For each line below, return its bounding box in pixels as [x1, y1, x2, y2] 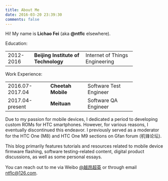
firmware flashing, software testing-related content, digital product [5, 149, 144, 155]
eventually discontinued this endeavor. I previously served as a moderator [5, 127, 159, 133]
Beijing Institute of [34, 52, 79, 59]
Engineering [85, 58, 114, 65]
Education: [5, 40, 28, 47]
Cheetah [50, 82, 72, 89]
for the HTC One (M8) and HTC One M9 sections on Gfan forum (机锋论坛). [5, 133, 162, 139]
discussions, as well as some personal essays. [5, 154, 102, 160]
